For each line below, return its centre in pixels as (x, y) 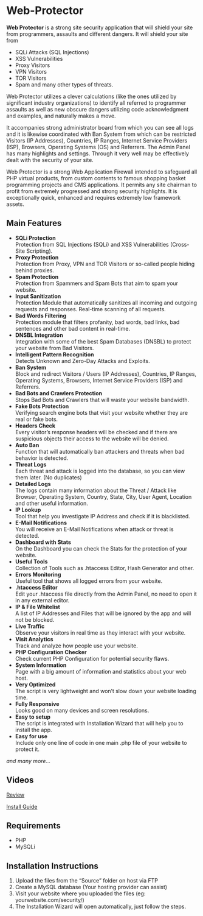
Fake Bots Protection (42, 406)
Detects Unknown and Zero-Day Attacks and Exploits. (82, 361)
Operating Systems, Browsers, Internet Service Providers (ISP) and (99, 380)
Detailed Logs (33, 484)
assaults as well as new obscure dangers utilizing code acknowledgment (98, 109)
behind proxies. (35, 270)
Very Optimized (35, 684)
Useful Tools (31, 562)
